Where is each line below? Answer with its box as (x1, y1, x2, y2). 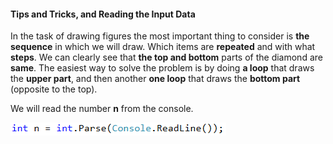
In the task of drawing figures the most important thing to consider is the (10, 30, 310, 42)
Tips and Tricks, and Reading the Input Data (10, 8, 196, 20)
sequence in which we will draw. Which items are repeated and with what (10, 41, 316, 53)
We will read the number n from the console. (10, 103, 194, 115)
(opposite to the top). (10, 83, 98, 95)
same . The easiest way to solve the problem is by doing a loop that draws (10, 62, 315, 74)
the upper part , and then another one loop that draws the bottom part (10, 73, 301, 85)
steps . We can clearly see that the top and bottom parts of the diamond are (10, 51, 323, 64)
